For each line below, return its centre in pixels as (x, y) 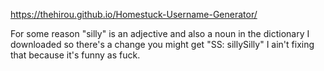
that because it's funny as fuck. (75, 55)
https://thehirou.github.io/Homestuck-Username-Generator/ (134, 14)
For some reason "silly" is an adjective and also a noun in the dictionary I (160, 33)
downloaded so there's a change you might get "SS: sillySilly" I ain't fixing (162, 44)
